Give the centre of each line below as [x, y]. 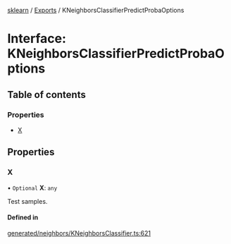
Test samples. [27, 201]
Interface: [37, 39]
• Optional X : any [32, 188]
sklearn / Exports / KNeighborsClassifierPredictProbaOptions [96, 10]
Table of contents [46, 94]
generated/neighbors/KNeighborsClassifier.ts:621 [79, 233]
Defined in [23, 217]
